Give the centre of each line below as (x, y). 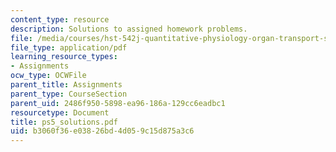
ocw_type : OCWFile (48, 76)
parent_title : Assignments (66, 85)
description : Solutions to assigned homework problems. (129, 29)
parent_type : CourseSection (69, 94)
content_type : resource (60, 19)
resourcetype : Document (60, 112)
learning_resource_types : (64, 57)
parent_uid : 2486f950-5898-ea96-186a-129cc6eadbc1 (118, 103)
